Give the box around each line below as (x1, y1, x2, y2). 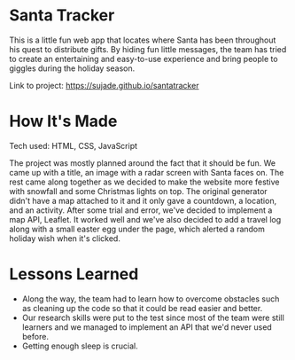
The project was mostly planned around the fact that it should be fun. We (9, 157, 276, 168)
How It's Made (9, 112, 118, 131)
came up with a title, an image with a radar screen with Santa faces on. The (9, 167, 284, 177)
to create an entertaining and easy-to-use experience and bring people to (9, 53, 278, 64)
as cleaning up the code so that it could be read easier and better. (21, 302, 263, 313)
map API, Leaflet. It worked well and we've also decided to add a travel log (9, 214, 282, 224)
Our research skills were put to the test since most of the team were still (21, 312, 285, 323)
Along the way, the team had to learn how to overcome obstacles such (21, 293, 280, 304)
